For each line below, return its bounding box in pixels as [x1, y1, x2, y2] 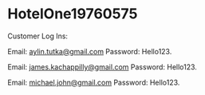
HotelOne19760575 [7, 5, 138, 23]
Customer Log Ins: [7, 31, 69, 41]
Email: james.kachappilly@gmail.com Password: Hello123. [7, 61, 197, 72]
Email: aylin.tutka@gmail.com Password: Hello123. [7, 46, 172, 56]
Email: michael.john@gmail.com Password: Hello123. [7, 77, 180, 87]
